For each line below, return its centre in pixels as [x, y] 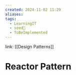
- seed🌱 [18, 28]
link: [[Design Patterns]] [30, 47]
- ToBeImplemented [29, 33]
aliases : [14, 14]
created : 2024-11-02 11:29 [33, 10]
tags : [11, 19]
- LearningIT [23, 23]
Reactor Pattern [38, 67]
